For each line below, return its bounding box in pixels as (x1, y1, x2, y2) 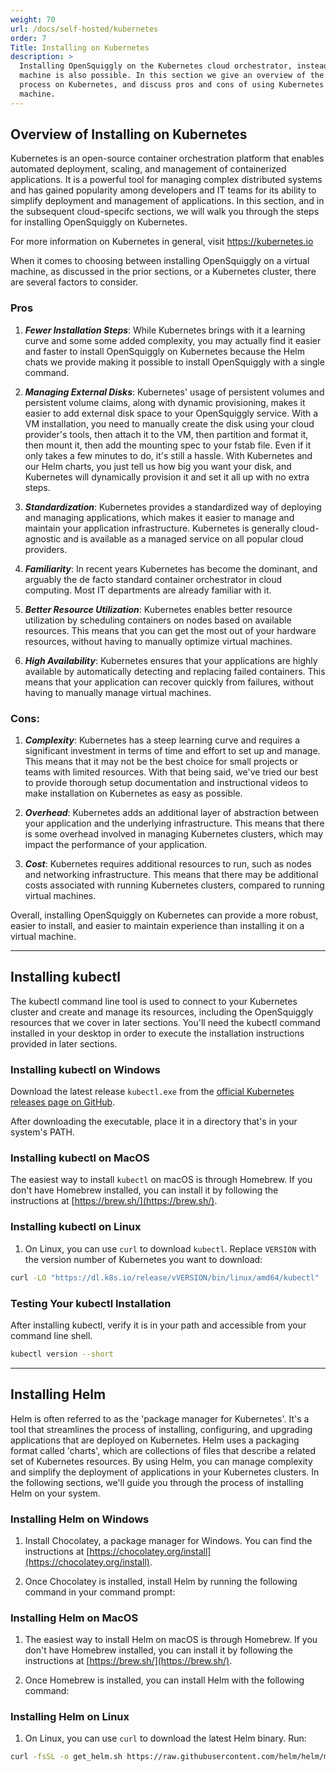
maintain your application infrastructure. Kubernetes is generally (24, 522, 290, 534)
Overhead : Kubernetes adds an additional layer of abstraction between (24, 807, 319, 819)
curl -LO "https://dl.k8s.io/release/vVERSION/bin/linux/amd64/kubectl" (10, 1272, 320, 1283)
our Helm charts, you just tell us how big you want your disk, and (24, 460, 292, 472)
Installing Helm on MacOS (10, 1611, 139, 1625)
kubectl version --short (10, 1349, 114, 1359)
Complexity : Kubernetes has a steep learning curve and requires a (24, 734, 301, 746)
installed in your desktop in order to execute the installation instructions (10, 1027, 305, 1039)
